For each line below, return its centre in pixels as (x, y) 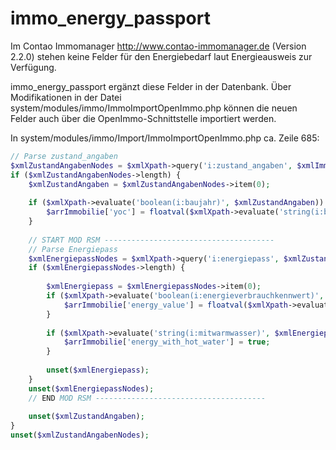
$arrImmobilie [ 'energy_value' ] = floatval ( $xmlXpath (175, 305)
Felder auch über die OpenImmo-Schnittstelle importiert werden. (143, 118)
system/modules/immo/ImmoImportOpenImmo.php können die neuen (154, 108)
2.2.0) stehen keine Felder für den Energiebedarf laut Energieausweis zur (161, 56)
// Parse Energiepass (73, 249)
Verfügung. (33, 67)
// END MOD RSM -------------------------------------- (147, 398)
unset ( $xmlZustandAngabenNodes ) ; (80, 435)
